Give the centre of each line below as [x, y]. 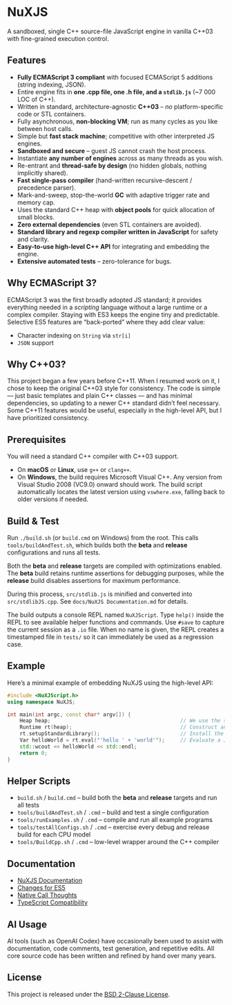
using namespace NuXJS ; [41, 702]
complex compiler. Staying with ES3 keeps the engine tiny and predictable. [113, 314]
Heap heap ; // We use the [120, 721]
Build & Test [33, 521]
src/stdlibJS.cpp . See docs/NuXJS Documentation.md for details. [98, 601]
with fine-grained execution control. [58, 38]
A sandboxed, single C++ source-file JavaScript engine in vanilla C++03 [110, 31]
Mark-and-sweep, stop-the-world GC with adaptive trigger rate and [113, 195]
